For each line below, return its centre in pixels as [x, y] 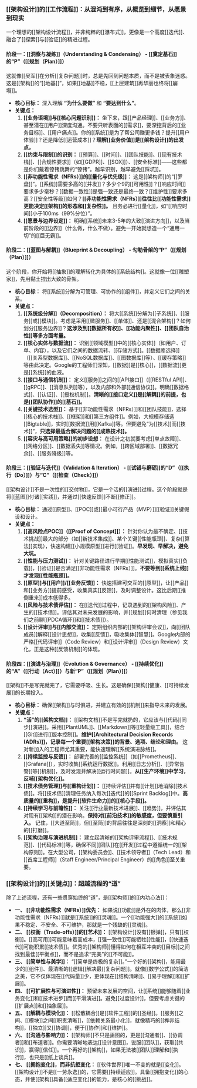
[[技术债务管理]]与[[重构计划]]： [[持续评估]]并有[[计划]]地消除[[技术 [105, 786]
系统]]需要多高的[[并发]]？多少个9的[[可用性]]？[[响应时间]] [115, 184]
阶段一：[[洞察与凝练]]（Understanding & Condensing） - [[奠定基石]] [92, 54]
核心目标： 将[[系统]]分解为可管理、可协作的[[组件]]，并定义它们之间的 [100, 291]
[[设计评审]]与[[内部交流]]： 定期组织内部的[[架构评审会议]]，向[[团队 [107, 627]
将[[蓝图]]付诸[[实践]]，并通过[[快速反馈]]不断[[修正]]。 [72, 496]
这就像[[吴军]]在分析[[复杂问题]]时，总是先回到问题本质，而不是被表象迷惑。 [98, 75]
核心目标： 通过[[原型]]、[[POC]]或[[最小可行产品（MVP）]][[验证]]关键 [99, 509]
